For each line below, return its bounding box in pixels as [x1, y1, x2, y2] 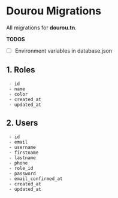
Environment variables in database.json [14, 47, 113, 54]
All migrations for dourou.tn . [6, 24, 77, 31]
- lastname [8, 154, 36, 161]
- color [8, 91, 28, 97]
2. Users [6, 118, 38, 128]
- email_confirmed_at [8, 175, 63, 182]
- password [8, 170, 36, 176]
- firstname [8, 150, 39, 156]
